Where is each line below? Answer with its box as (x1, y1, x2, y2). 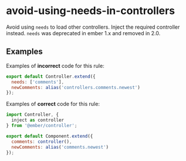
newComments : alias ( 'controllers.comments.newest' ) (11, 84, 141, 90)
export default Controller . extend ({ (6, 73, 96, 80)
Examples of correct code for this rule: (6, 101, 100, 108)
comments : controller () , (11, 139, 72, 145)
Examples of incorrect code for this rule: (6, 62, 104, 69)
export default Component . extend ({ (6, 133, 93, 139)
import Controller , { (6, 112, 59, 118)
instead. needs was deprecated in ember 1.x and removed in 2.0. (6, 29, 161, 36)
